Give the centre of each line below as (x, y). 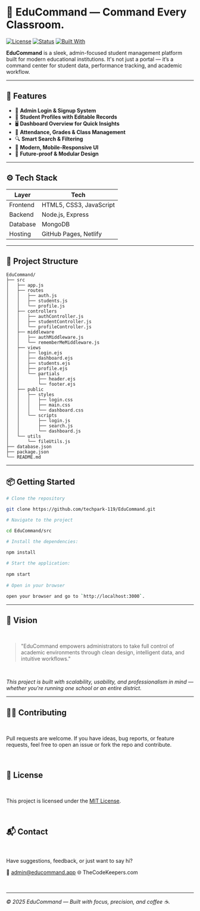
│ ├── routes (25, 291)
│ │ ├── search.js (40, 426)
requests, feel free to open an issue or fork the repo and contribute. (89, 745)
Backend (21, 214)
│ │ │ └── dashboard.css (45, 410)
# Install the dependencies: (42, 541)
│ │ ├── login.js (38, 421)
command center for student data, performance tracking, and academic (94, 65)
